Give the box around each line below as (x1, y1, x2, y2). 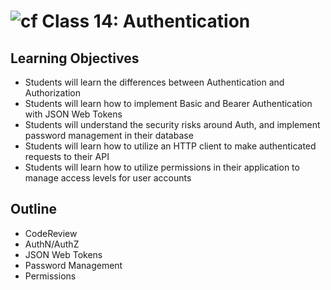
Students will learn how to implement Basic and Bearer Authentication (24, 98, 313, 109)
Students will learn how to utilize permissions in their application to (24, 161, 300, 173)
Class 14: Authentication (41, 10, 251, 33)
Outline (10, 201, 57, 218)
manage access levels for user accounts (24, 172, 192, 184)
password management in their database (24, 130, 194, 141)
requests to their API (24, 151, 110, 162)
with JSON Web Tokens (24, 108, 123, 120)
